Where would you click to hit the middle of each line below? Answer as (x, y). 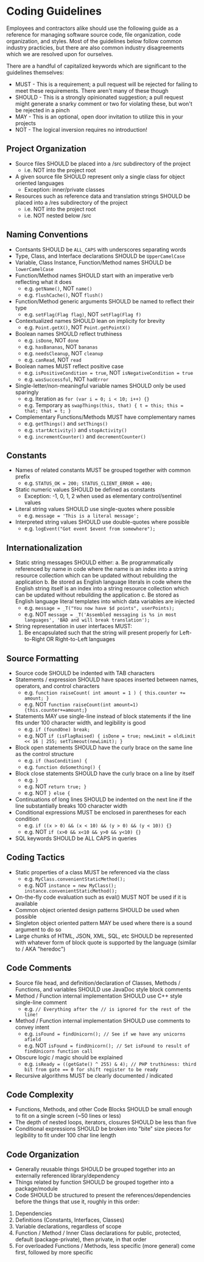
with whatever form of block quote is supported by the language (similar (106, 942)
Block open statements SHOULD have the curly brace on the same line (104, 747)
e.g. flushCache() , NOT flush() (64, 295)
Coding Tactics (36, 858)
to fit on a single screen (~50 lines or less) (68, 1116)
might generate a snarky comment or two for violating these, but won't (104, 103)
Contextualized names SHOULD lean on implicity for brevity (90, 321)
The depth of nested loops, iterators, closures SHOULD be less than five (106, 1122)
